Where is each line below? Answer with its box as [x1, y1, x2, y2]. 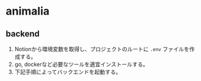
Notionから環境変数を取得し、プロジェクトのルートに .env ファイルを [14, 46, 189, 52]
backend [5, 29, 40, 39]
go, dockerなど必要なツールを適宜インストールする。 [14, 61, 149, 68]
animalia [5, 4, 50, 18]
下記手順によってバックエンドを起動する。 [14, 68, 121, 76]
